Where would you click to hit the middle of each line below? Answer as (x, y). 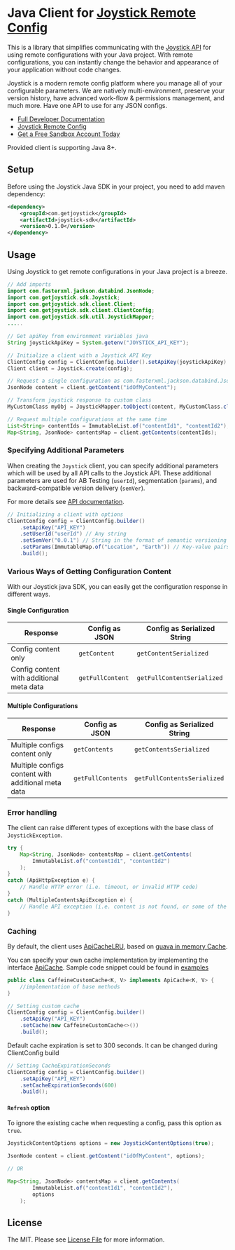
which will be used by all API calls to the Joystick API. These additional (109, 473)
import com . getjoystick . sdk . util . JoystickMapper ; (81, 317)
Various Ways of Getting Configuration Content (89, 571)
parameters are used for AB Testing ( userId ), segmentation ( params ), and (112, 480)
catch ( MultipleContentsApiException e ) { (70, 900)
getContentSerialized (172, 654)
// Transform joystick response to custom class (79, 400)
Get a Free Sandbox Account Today (69, 134)
